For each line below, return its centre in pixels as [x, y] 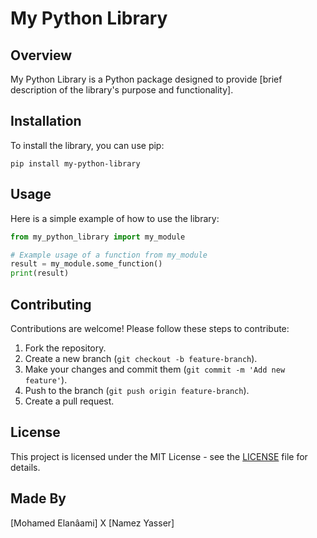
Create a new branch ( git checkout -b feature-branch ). [141, 358]
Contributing [51, 304]
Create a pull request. [69, 401]
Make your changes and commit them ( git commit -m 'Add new [155, 369]
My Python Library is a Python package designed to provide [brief [146, 79]
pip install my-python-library [75, 163]
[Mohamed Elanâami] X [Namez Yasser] [92, 523]
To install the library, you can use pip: [87, 145]
